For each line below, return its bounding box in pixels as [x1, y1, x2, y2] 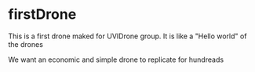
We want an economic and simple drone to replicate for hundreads [8, 55, 224, 64]
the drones [8, 39, 43, 49]
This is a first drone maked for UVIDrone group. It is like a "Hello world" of [8, 31, 247, 41]
